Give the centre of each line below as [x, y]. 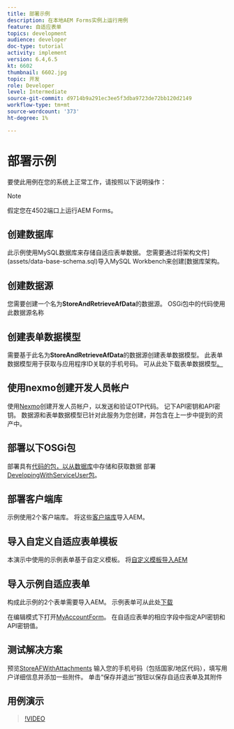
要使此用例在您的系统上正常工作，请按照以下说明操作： [87, 182]
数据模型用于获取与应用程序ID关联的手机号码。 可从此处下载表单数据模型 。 [115, 364]
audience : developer [37, 40]
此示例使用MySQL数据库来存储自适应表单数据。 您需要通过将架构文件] [109, 252]
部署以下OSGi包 [42, 448]
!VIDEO [35, 718]
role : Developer [31, 86]
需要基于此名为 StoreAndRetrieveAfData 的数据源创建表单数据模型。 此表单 [115, 355]
